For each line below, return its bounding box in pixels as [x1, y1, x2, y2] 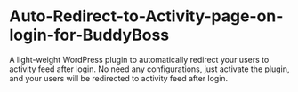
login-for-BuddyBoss [9, 25, 170, 45]
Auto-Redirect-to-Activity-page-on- [9, 6, 284, 27]
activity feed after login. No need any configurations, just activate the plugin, [9, 64, 290, 74]
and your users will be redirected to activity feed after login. [9, 73, 229, 83]
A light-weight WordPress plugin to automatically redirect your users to [9, 54, 270, 65]
